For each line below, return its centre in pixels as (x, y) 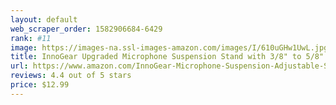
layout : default (44, 19)
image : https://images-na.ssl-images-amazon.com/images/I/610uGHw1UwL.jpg (169, 47)
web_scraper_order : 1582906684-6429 (86, 29)
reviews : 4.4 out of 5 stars (71, 76)
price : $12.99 (40, 85)
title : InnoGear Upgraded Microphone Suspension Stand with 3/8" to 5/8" (167, 57)
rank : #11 (31, 38)
